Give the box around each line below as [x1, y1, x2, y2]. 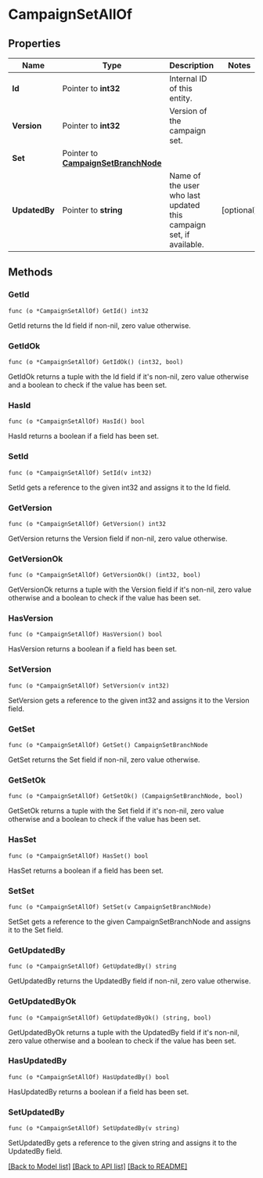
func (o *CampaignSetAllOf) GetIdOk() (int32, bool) [8, 358, 184, 366]
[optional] [221, 205, 258, 215]
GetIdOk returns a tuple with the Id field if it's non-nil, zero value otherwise [8, 371, 249, 381]
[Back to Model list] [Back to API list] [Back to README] [8, 1162, 188, 1171]
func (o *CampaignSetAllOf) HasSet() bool [8, 852, 149, 860]
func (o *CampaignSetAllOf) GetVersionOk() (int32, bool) [8, 571, 201, 579]
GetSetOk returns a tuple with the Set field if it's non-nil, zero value [8, 806, 225, 815]
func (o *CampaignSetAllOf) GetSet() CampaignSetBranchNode [8, 742, 209, 749]
